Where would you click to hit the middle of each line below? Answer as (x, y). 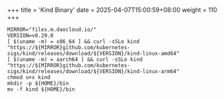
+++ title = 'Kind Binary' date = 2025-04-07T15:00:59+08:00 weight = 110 (112, 10)
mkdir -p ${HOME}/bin (38, 83)
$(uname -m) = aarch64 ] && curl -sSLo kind (78, 59)
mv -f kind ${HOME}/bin (41, 89)
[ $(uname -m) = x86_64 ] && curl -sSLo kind (73, 42)
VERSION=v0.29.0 (30, 36)
